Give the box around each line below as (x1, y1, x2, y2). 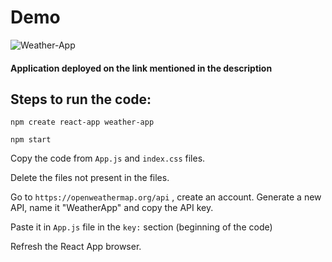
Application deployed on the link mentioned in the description (10, 62, 273, 74)
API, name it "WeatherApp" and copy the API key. (10, 202, 214, 214)
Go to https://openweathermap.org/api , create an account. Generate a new (10, 191, 322, 203)
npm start (10, 135, 52, 145)
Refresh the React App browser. (10, 241, 142, 253)
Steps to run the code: (10, 91, 152, 108)
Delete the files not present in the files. (10, 172, 170, 184)
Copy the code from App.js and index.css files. (10, 152, 206, 165)
